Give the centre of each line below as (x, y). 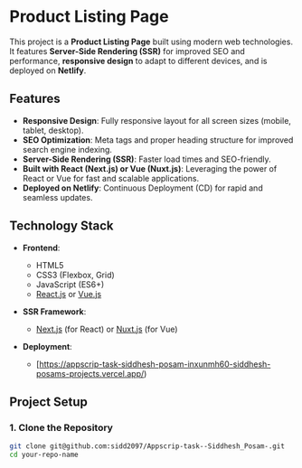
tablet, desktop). (53, 130)
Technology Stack (61, 226)
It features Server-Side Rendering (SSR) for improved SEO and (127, 51)
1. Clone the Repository (61, 427)
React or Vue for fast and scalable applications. (111, 178)
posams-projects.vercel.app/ (90, 373)
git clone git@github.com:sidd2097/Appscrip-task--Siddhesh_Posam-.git (147, 446)
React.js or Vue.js (69, 294)
